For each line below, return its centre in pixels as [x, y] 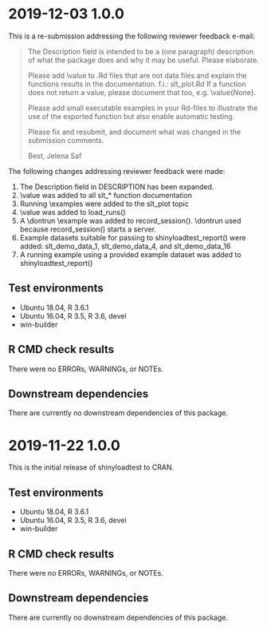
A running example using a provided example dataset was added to [130, 254]
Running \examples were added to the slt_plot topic [104, 204]
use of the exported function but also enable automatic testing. [131, 116]
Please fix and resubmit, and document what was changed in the [134, 132]
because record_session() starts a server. [88, 229]
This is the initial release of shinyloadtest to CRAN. [91, 467]
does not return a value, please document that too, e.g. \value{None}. [142, 92]
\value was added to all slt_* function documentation [106, 195]
